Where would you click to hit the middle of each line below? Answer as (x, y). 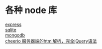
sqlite (11, 29)
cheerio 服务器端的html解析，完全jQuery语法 (51, 41)
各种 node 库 (31, 10)
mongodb (15, 35)
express (13, 24)
